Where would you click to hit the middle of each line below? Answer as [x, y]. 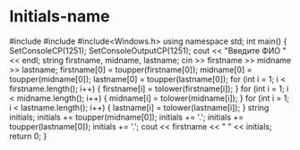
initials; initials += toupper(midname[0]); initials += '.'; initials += [127, 117]
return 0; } [28, 136]
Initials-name [60, 17]
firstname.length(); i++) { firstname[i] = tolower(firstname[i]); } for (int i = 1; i [149, 88]
